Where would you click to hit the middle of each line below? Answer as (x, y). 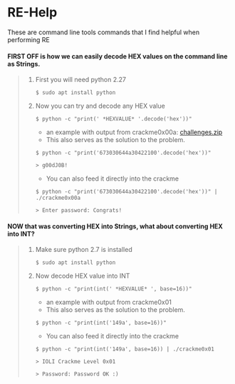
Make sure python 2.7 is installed (84, 250)
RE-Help (32, 12)
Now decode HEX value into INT (83, 276)
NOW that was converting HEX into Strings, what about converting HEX (115, 226)
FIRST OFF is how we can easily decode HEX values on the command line (117, 56)
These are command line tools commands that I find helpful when (104, 32)
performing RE (28, 39)
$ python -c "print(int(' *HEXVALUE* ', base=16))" (114, 289)
